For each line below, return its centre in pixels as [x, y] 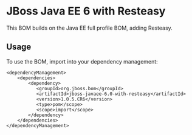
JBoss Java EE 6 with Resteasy [86, 11]
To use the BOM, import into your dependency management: [82, 61]
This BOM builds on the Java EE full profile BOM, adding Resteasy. [90, 28]
